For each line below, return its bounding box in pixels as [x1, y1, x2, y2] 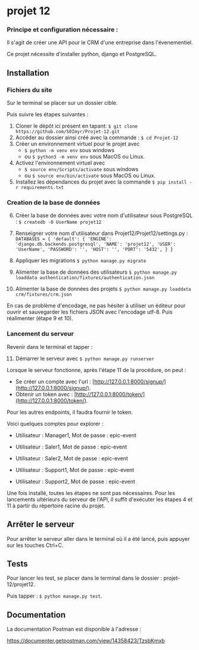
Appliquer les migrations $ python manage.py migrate [15, 257, 147, 264]
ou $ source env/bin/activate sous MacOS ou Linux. [24, 172, 156, 179]
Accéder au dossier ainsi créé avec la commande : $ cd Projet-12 [15, 134, 179, 141]
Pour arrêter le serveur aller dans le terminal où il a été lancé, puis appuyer [7, 535, 190, 542]
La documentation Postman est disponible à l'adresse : [7, 626, 142, 633]
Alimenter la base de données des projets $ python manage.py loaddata [15, 285, 191, 293]
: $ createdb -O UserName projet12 [15, 218, 102, 225]
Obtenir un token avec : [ [15, 391, 77, 398]
